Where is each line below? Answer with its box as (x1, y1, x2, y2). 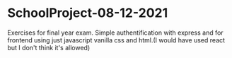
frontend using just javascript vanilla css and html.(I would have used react (7, 35, 225, 44)
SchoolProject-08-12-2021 (7, 5, 168, 21)
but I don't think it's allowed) (7, 43, 91, 52)
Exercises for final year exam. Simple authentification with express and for (7, 28, 224, 37)
